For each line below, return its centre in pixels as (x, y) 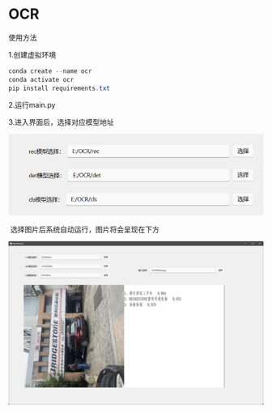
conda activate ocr (41, 79)
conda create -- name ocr (50, 71)
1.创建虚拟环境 (32, 54)
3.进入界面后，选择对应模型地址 (62, 121)
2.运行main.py (32, 104)
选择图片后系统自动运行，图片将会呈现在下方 (85, 229)
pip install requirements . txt (59, 88)
